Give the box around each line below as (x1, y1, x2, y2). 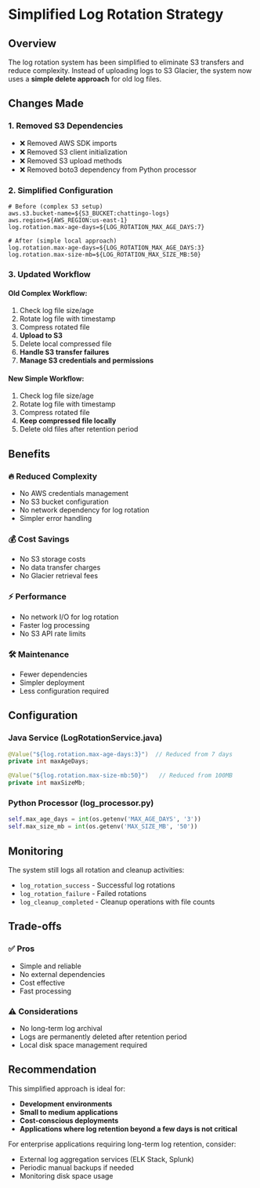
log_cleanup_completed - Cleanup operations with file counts (19, 897, 215, 906)
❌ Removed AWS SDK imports (19, 138, 117, 148)
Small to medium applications (19, 1107, 119, 1117)
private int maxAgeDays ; (8, 757, 89, 766)
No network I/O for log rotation (19, 612, 119, 621)
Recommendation (8, 1063, 96, 1077)
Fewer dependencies (19, 669, 88, 679)
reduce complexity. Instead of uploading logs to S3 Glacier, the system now (8, 66, 252, 75)
